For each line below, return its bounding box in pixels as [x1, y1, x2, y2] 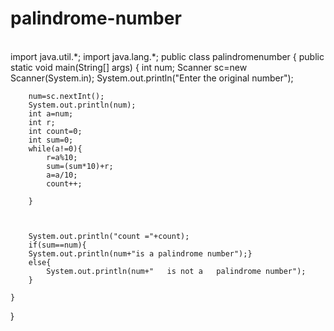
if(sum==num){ [28, 240, 87, 250]
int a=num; [28, 108, 74, 119]
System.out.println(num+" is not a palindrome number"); [46, 266, 307, 276]
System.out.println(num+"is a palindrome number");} [28, 248, 253, 259]
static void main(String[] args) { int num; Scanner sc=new [10, 61, 248, 73]
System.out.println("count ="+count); [28, 231, 190, 241]
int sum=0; [28, 135, 74, 145]
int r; [28, 117, 56, 127]
